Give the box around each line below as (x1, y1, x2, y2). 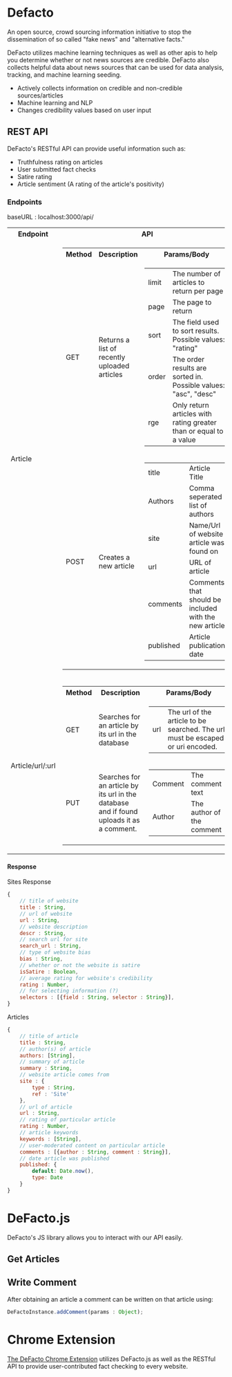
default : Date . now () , (32, 1167, 95, 1175)
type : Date (32, 1174, 64, 1181)
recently (99, 353, 126, 362)
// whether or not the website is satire (19, 961, 140, 969)
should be (188, 595, 222, 604)
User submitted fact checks (17, 165, 97, 174)
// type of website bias (19, 949, 91, 956)
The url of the (168, 708, 212, 717)
